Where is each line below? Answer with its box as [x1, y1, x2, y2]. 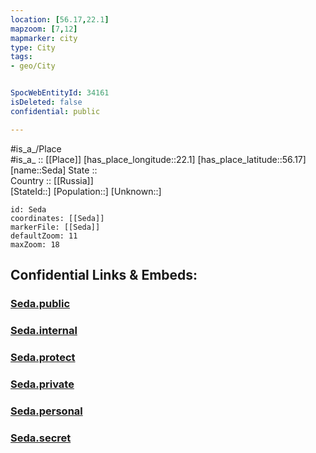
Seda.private [10, 377, 75, 391]
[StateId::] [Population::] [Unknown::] [10, 185, 162, 197]
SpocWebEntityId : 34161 [10, 88, 110, 98]
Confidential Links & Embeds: [10, 267, 198, 284]
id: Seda [10, 204, 47, 215]
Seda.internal [10, 323, 78, 337]
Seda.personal [10, 404, 83, 418]
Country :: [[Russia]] [10, 174, 94, 186]
